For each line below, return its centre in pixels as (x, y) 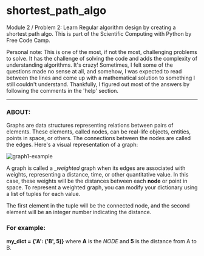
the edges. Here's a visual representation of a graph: (72, 145)
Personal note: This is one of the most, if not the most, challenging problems (102, 52)
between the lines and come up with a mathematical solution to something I (101, 78)
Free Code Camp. (28, 40)
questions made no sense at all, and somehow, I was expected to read (94, 71)
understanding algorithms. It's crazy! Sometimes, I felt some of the (90, 65)
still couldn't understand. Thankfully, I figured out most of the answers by (98, 84)
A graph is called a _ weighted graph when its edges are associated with (96, 168)
